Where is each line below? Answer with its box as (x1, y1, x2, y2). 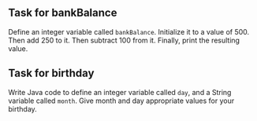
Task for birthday (8, 67, 95, 80)
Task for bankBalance (8, 6, 117, 20)
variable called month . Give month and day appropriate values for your (8, 96, 235, 105)
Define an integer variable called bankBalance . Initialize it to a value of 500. (8, 27, 250, 36)
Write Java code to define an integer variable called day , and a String (8, 87, 232, 97)
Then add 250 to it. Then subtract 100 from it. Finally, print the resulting (8, 35, 240, 45)
